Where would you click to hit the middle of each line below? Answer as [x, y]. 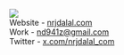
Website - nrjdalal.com [51, 23]
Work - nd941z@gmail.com [59, 32]
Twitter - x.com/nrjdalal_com [62, 41]
